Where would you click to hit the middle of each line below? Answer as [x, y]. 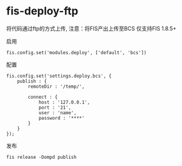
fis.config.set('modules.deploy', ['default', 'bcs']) [77, 52]
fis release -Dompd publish [42, 157]
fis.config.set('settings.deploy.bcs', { [59, 76]
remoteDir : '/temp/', [56, 86]
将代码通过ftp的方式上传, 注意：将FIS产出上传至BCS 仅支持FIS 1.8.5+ [91, 28]
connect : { [43, 97]
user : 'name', [58, 112]
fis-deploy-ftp [42, 11]
